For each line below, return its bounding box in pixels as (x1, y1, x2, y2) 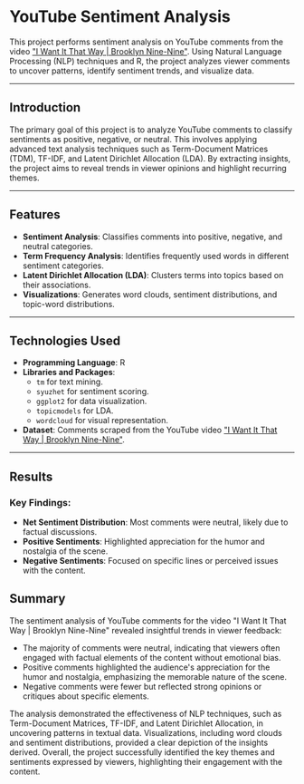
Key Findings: (9, 496, 71, 508)
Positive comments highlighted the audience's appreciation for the (22, 662, 271, 673)
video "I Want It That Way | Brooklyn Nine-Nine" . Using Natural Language (9, 45, 282, 56)
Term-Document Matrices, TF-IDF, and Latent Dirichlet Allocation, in (9, 718, 264, 729)
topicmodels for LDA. (35, 405, 114, 416)
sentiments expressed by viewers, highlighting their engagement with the (9, 756, 283, 767)
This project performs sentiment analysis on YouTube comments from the (9, 36, 283, 47)
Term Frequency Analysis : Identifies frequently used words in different (22, 250, 290, 261)
